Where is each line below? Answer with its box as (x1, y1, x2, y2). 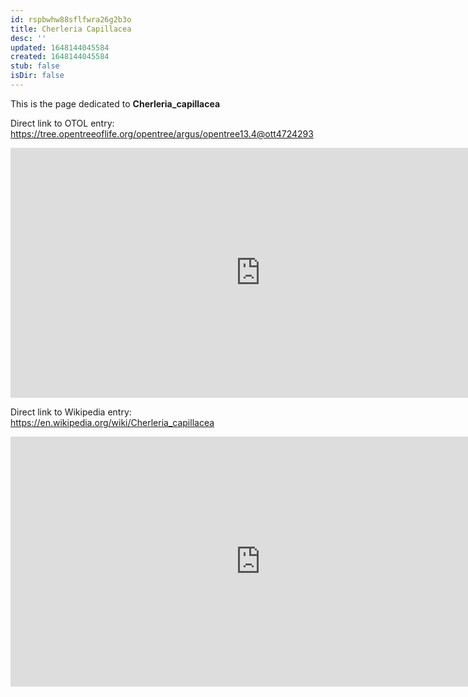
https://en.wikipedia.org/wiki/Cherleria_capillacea (10, 416, 215, 428)
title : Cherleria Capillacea (10, 24, 132, 34)
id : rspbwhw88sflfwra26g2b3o (10, 14, 132, 25)
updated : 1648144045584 (10, 42, 110, 53)
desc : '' (10, 33, 47, 43)
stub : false (10, 61, 60, 71)
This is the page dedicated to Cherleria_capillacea (10, 97, 221, 110)
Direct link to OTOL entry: (10, 117, 115, 129)
